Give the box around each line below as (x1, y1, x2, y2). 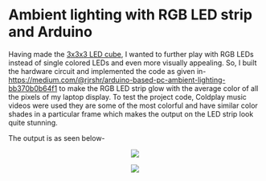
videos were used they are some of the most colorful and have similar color (8, 101, 259, 110)
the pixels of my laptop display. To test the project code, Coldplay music (8, 92, 248, 101)
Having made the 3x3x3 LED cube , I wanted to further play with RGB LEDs (8, 49, 255, 59)
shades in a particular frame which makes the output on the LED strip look (8, 109, 254, 118)
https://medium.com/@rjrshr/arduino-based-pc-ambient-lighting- (8, 75, 226, 84)
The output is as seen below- (8, 133, 106, 142)
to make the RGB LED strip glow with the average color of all (59, 83, 259, 93)
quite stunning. (8, 117, 58, 127)
